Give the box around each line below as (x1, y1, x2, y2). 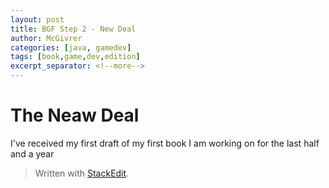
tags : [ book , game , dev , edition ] (10, 52, 141, 62)
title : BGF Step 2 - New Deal (10, 24, 137, 34)
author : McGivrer (10, 33, 83, 43)
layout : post (10, 14, 65, 25)
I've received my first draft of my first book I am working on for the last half (10, 137, 320, 149)
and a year (10, 147, 55, 160)
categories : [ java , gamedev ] (10, 42, 132, 53)
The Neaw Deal (10, 104, 140, 127)
